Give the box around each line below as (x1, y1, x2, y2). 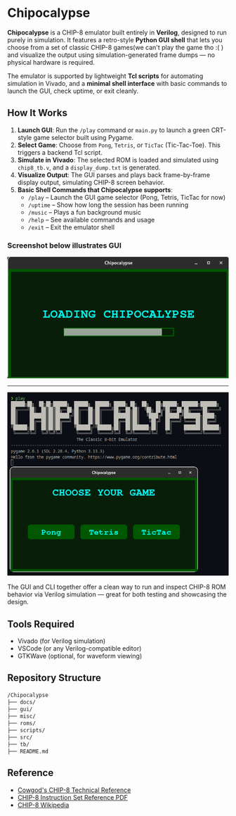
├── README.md (7, 748, 49, 755)
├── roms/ (7, 720, 37, 727)
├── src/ (7, 734, 33, 741)
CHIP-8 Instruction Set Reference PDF (17, 793, 129, 801)
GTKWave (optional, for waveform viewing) (17, 652, 143, 661)
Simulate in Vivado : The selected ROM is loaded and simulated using (17, 155, 219, 164)
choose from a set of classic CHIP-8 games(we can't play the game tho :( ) (7, 43, 224, 51)
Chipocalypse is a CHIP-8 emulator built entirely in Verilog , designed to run (7, 28, 227, 37)
